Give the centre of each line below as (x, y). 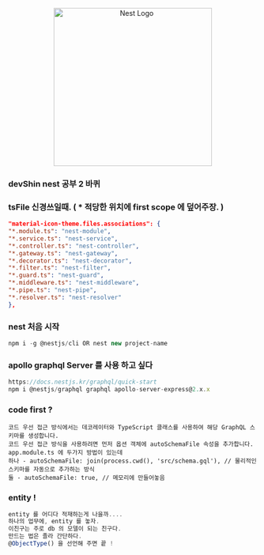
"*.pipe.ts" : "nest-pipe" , (53, 290)
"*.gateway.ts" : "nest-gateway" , (63, 253)
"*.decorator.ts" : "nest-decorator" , (70, 261)
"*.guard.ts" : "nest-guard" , (56, 276)
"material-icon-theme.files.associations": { (84, 224)
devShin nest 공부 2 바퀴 (55, 183)
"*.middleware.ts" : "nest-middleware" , (74, 283)
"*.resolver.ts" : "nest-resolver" (65, 297)
